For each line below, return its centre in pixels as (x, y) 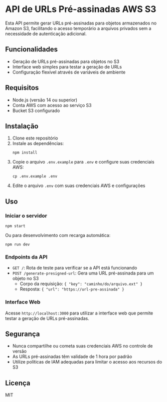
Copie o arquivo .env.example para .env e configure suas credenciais (83, 162)
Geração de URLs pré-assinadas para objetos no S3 (66, 61)
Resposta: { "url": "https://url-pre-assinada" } (72, 289)
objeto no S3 (25, 278)
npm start (15, 226)
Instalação (22, 126)
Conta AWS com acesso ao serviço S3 (52, 105)
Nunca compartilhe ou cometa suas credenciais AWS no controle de (83, 346)
